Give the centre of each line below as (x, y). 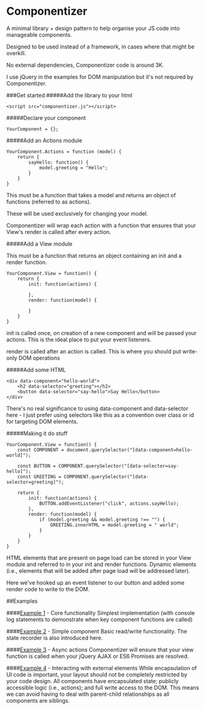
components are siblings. (38, 700)
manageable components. (39, 34)
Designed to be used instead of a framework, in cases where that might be (100, 47)
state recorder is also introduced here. (54, 638)
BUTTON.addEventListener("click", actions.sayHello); (109, 504)
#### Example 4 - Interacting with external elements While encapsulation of (102, 668)
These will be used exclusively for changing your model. (77, 213)
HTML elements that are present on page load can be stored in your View (99, 557)
